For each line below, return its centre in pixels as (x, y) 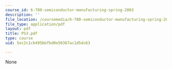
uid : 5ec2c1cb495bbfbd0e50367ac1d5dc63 (48, 43)
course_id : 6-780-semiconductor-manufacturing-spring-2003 (70, 10)
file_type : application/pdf (35, 24)
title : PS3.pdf (21, 33)
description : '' (23, 15)
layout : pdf (18, 29)
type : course (19, 39)
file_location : (21, 19)
